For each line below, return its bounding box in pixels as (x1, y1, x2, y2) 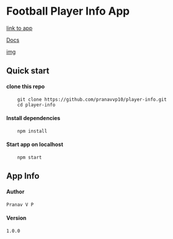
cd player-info (17, 102, 56, 108)
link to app (6, 24, 33, 32)
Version (6, 215, 27, 222)
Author (6, 188, 25, 195)
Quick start (6, 66, 50, 76)
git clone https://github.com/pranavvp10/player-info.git (17, 96, 167, 102)
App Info (6, 171, 39, 181)
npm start (17, 154, 42, 160)
